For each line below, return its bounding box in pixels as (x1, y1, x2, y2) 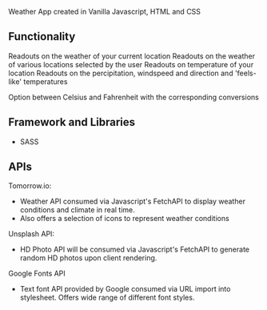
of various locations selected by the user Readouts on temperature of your (8, 59, 254, 69)
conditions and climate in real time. (19, 205, 136, 215)
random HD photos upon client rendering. (19, 253, 157, 263)
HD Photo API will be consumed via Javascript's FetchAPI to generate (19, 244, 250, 255)
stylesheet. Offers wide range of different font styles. (19, 292, 195, 303)
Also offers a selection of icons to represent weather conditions (19, 214, 229, 223)
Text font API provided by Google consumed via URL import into (19, 284, 231, 294)
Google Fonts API (8, 268, 66, 279)
